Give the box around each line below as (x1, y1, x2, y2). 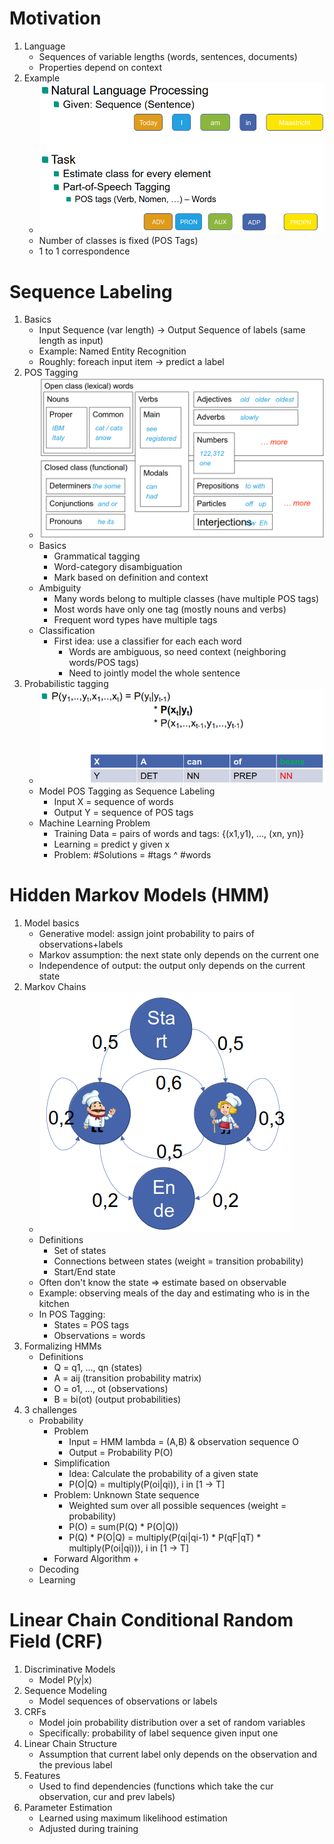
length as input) (38, 335, 104, 347)
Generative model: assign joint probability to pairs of (38, 927, 255, 939)
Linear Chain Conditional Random (9, 1609, 294, 1632)
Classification (38, 624, 96, 636)
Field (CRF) (9, 1630, 104, 1653)
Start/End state (53, 1265, 116, 1277)
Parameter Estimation (23, 1801, 113, 1813)
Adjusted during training (38, 1822, 139, 1834)
